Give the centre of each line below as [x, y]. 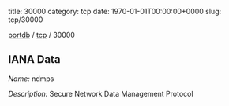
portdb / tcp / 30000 [41, 35]
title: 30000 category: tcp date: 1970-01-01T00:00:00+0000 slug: [115, 11]
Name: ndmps [31, 79]
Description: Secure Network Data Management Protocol [101, 93]
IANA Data [34, 59]
